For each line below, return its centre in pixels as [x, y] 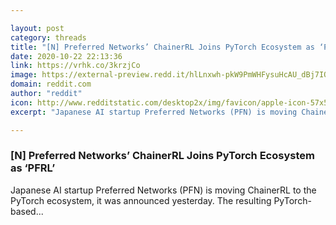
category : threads [48, 37]
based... [27, 211]
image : [24, 75]
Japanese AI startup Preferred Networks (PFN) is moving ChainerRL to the [163, 190]
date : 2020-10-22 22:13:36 [66, 56]
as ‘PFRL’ [33, 168]
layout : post [37, 28]
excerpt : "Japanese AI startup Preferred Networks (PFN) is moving [154, 112]
